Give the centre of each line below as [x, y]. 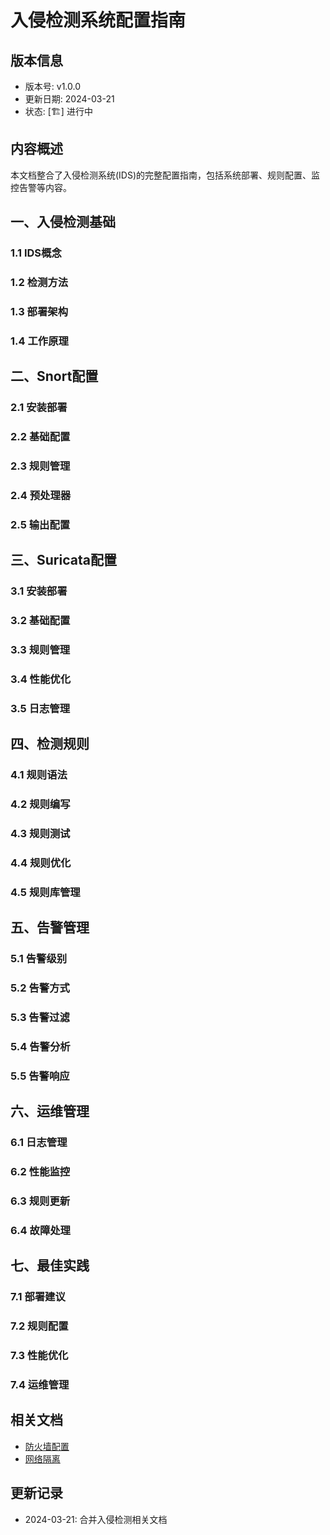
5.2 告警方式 [40, 988]
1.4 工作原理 [39, 341]
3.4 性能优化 [41, 679]
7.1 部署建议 [38, 1297]
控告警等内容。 [41, 187]
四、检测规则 [50, 744]
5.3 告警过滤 [40, 1018]
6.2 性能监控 [40, 1172]
